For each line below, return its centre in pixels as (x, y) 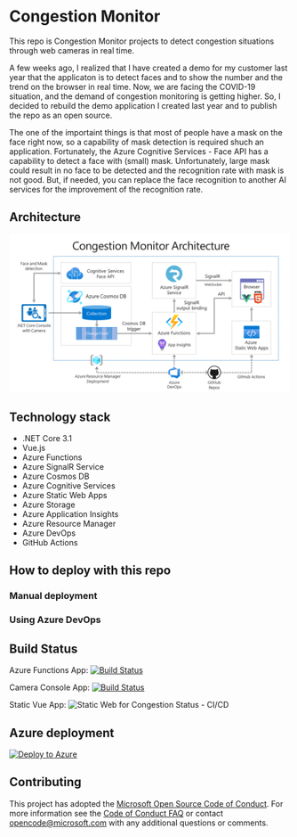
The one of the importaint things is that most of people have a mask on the (146, 132)
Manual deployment (53, 596)
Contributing (45, 782)
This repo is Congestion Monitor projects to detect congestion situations (142, 41)
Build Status (44, 648)
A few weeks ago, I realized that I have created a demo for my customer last (148, 68)
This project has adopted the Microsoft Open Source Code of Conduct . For (146, 803)
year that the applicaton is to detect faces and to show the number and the (146, 77)
